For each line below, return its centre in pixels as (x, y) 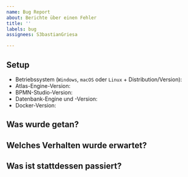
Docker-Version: (36, 105)
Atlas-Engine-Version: (43, 85)
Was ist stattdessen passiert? (64, 166)
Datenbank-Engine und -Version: (56, 99)
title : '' (19, 23)
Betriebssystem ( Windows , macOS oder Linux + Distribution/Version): (99, 79)
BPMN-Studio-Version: (44, 92)
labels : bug (21, 29)
